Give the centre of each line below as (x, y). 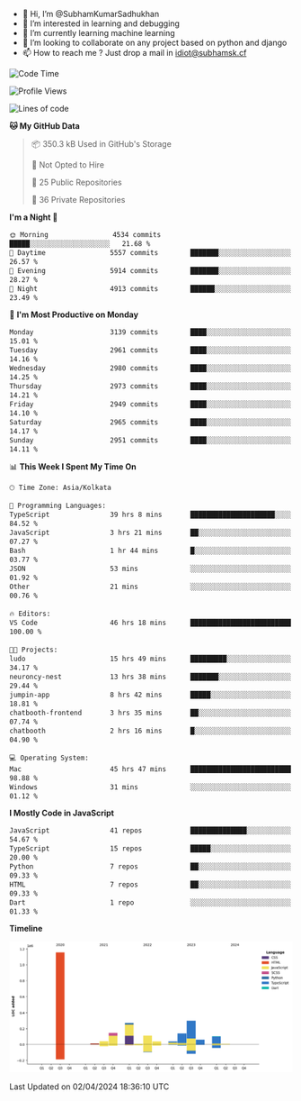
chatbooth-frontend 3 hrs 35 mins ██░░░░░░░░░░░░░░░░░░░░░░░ (150, 713)
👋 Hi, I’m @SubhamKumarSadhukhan (91, 14)
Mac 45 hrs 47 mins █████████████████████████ (150, 769)
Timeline (26, 928)
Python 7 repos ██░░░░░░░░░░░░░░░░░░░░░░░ (150, 867)
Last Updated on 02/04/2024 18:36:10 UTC (89, 1087)
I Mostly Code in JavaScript (62, 813)
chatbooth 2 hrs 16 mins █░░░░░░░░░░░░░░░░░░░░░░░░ (150, 731)
